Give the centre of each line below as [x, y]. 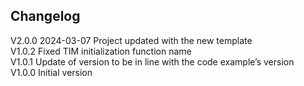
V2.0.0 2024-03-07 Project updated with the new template [131, 40]
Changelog [45, 16]
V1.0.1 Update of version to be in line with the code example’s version [152, 61]
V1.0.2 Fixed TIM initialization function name [101, 51]
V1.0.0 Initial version [51, 72]
